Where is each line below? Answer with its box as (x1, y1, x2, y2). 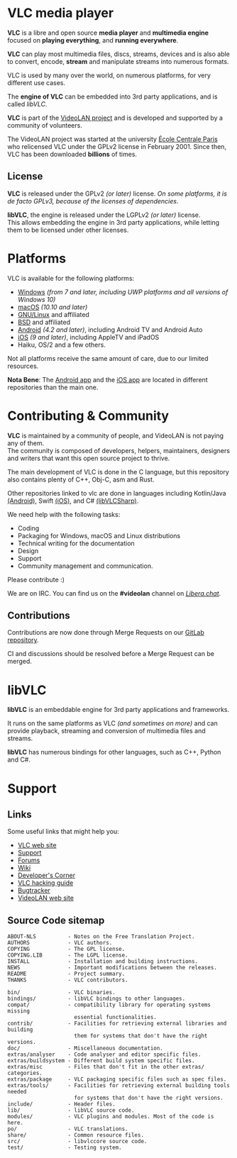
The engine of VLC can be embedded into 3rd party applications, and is (7, 92, 218, 101)
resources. (7, 362, 39, 370)
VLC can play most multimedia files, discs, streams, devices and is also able (7, 50, 231, 58)
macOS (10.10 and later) (17, 303, 88, 311)
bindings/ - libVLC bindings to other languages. (7, 995, 186, 1003)
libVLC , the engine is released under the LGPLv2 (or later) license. (7, 211, 201, 219)
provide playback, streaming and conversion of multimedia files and (7, 727, 206, 735)
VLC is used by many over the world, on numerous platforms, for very (7, 71, 211, 79)
